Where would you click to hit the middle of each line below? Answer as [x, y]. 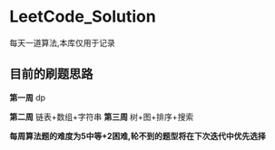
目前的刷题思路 [51, 74]
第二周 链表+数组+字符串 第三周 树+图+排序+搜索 [102, 117]
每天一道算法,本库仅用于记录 [63, 42]
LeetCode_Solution [83, 17]
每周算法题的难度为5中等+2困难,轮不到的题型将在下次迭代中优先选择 [137, 136]
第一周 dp [28, 98]
